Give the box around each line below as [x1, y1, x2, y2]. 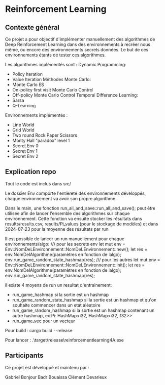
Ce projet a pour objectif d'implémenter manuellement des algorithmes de [5, 36, 155, 42]
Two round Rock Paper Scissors [12, 132, 77, 138]
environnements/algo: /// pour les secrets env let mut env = [5, 241, 126, 247]
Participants [5, 351, 43, 360]
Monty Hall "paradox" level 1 [12, 137, 70, 143]
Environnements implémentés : [5, 112, 68, 118]
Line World [12, 122, 34, 128]
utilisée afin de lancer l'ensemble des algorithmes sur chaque [5, 210, 130, 216]
